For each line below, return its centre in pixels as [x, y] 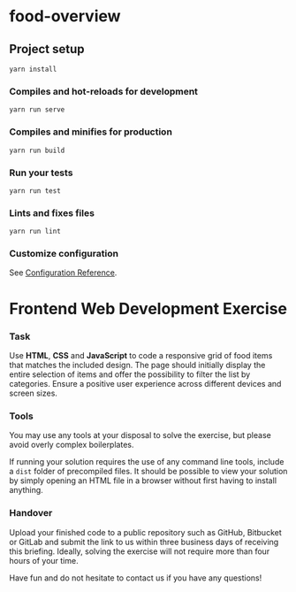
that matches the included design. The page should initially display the [137, 365]
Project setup [47, 49]
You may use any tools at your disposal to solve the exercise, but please [140, 435]
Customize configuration [64, 254]
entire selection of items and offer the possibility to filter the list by [130, 374]
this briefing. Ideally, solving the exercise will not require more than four [140, 551]
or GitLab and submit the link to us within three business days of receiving [144, 542]
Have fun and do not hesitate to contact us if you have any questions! [136, 578]
